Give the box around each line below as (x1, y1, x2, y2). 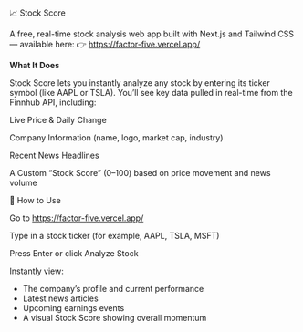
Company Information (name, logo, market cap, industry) (9, 132, 224, 143)
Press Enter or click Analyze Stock (9, 248, 139, 258)
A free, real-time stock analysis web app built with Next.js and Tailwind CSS (9, 28, 295, 39)
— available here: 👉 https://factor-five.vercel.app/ (9, 39, 201, 49)
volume (9, 177, 38, 188)
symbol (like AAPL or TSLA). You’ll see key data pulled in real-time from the (9, 88, 294, 98)
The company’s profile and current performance (22, 284, 204, 294)
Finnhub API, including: (9, 97, 97, 108)
